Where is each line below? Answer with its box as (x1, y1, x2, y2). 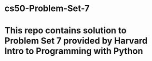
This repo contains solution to (4, 25, 127, 36)
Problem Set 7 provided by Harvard (4, 35, 148, 46)
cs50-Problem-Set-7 (4, 3, 90, 14)
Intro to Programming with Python (4, 46, 143, 57)
